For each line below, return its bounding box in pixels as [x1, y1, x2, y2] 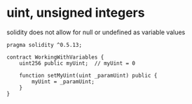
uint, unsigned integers [6, 5, 145, 21]
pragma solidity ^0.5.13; [6, 41, 82, 48]
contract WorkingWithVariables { [6, 54, 104, 61]
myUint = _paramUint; [32, 78, 95, 85]
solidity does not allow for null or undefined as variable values [6, 28, 186, 36]
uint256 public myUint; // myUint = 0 [19, 59, 136, 67]
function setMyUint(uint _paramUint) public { [19, 72, 158, 79]
